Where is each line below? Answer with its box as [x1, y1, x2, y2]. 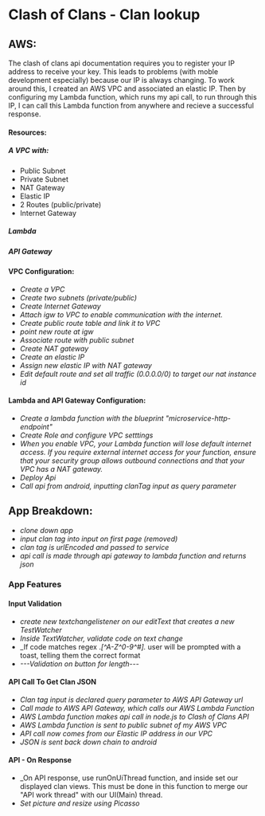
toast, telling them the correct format [19, 650, 141, 660]
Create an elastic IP [19, 352, 85, 362]
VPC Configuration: [8, 266, 75, 276]
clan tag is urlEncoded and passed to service [19, 542, 170, 551]
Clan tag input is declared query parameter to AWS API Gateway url [19, 695, 244, 704]
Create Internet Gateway [19, 301, 101, 311]
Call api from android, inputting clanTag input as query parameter [19, 481, 236, 491]
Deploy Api [19, 473, 57, 482]
